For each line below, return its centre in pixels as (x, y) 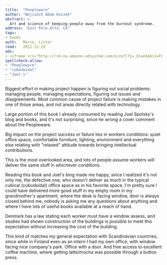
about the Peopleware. (28, 124)
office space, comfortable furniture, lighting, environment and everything (80, 139)
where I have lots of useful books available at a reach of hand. (69, 206)
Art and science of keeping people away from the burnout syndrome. (82, 24)
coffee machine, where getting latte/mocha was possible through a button (81, 252)
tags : (11, 33)
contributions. (19, 150)
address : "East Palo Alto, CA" (38, 28)
